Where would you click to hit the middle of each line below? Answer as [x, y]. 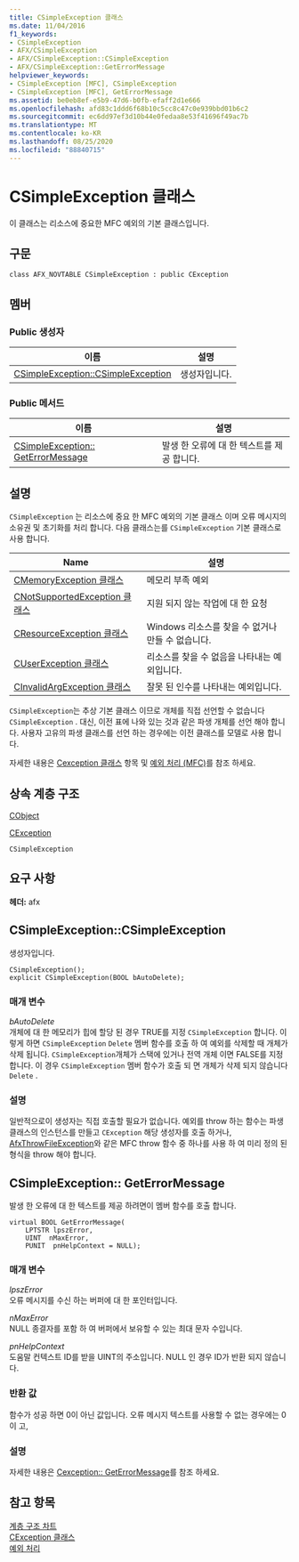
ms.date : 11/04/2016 [48, 26]
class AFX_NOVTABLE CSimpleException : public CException [119, 275]
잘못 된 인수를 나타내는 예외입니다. [214, 687]
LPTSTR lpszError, [59, 1230]
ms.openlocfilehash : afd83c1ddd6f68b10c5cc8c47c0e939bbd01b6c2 [129, 109]
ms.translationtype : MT [53, 125]
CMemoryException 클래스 [69, 580]
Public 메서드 [37, 403]
